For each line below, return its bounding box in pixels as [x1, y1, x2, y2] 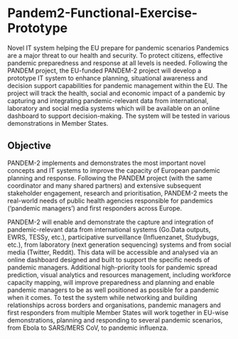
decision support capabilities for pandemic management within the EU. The [7, 81, 228, 90]
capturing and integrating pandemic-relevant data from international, [7, 96, 209, 104]
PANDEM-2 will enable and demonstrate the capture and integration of [7, 217, 214, 226]
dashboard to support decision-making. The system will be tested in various [7, 112, 230, 120]
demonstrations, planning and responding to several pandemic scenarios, [7, 316, 223, 324]
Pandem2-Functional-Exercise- [7, 5, 198, 21]
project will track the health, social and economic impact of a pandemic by [7, 89, 225, 97]
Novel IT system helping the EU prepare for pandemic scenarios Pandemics [7, 43, 229, 52]
